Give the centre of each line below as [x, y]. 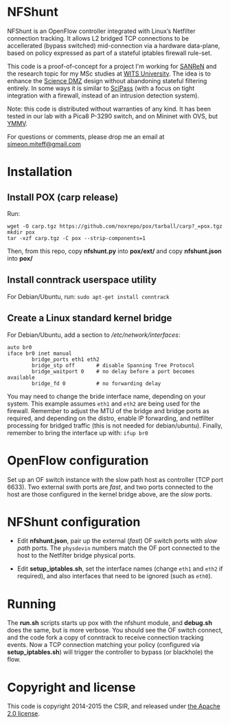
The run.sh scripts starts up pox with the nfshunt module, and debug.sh [110, 623]
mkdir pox [21, 232]
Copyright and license [71, 687]
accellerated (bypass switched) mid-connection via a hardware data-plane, [114, 45]
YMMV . [18, 123]
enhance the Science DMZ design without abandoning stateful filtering [107, 80]
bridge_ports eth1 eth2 [66, 359]
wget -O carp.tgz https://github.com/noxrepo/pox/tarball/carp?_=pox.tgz [115, 226]
